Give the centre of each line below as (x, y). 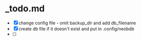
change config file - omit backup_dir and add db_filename (77, 23)
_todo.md (25, 9)
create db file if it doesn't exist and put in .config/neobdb (76, 29)
